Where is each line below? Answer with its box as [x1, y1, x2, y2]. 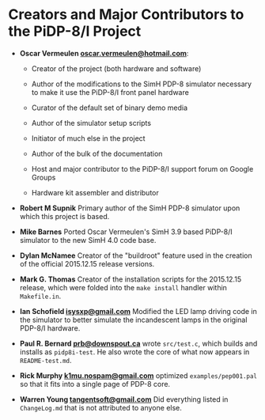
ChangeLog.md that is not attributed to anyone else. [19, 403, 182, 412]
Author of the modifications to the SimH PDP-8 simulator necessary [31, 79, 252, 89]
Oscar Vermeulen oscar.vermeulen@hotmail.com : [19, 48, 189, 58]
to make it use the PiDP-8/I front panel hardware [31, 87, 190, 96]
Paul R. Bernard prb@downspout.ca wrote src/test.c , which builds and [19, 339, 258, 348]
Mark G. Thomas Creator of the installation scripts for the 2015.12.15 [19, 274, 242, 284]
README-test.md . [19, 355, 73, 365]
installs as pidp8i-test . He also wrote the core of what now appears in [19, 346, 250, 357]
